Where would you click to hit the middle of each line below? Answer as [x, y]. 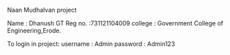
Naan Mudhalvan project [42, 10]
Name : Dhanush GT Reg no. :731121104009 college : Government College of [115, 23]
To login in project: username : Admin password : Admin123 [91, 44]
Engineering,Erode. [34, 31]
